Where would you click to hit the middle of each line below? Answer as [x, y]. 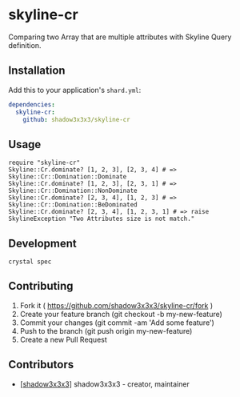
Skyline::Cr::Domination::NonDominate [73, 191]
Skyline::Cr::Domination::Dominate [68, 177]
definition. [25, 45]
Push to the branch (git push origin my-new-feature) [106, 331]
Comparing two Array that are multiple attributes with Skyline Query [120, 37]
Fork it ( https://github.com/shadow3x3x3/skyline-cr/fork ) [116, 305]
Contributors [41, 365]
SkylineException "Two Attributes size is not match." [102, 219]
